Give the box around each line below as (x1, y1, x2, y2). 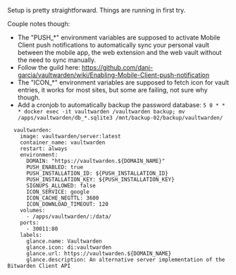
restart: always (20, 145, 68, 152)
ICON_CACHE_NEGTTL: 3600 (25, 195, 99, 202)
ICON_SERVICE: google (25, 188, 90, 195)
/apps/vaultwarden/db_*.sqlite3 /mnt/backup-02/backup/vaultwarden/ (17, 114, 223, 121)
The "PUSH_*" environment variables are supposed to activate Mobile (17, 33, 221, 42)
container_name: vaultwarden (20, 139, 106, 146)
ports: (20, 219, 39, 226)
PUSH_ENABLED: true (25, 164, 83, 171)
